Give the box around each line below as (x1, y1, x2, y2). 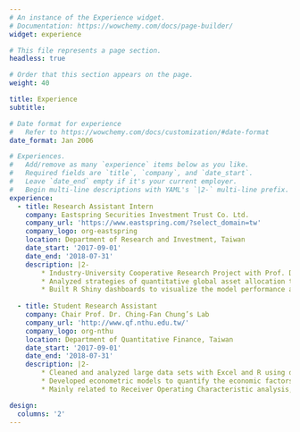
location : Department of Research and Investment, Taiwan (25, 235, 246, 244)
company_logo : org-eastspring (25, 227, 138, 236)
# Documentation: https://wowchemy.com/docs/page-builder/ (9, 21, 234, 30)
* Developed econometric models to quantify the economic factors (41, 377, 294, 385)
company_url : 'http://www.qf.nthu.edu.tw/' (25, 318, 190, 327)
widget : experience (9, 30, 82, 38)
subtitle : (9, 103, 46, 112)
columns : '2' (17, 409, 66, 419)
